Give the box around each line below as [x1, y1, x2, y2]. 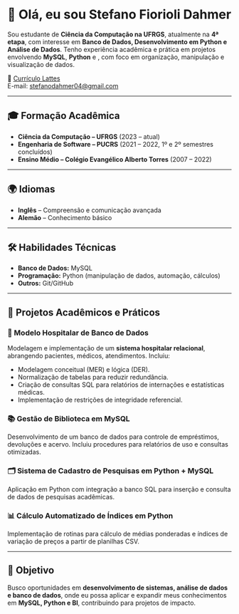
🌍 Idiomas [7, 183, 55, 195]
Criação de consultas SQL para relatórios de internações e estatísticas [17, 380, 225, 389]
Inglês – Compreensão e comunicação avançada [17, 206, 161, 214]
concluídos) [17, 147, 53, 156]
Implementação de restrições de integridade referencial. [17, 395, 183, 405]
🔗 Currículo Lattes [7, 74, 60, 83]
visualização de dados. [7, 60, 75, 68]
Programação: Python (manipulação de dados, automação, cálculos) [17, 271, 221, 280]
